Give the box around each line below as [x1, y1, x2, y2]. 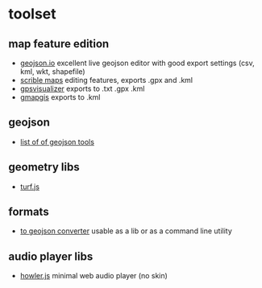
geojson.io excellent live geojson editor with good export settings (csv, [19, 58, 256, 68]
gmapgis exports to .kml [19, 93, 101, 101]
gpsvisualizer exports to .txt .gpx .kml [19, 84, 145, 93]
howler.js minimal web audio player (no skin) [19, 271, 168, 281]
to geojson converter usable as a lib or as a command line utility [19, 226, 232, 236]
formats [8, 205, 50, 219]
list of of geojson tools [19, 137, 95, 146]
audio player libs [8, 249, 94, 263]
